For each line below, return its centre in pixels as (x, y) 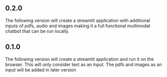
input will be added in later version (41, 69)
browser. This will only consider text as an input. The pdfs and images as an (83, 64)
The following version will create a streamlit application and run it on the (79, 59)
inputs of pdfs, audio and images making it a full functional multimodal (78, 26)
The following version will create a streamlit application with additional (78, 20)
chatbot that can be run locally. (37, 31)
